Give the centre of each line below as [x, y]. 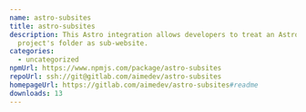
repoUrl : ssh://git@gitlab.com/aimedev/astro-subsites [116, 77]
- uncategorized [48, 60]
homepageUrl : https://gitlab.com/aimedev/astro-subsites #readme [134, 85]
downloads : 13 [36, 93]
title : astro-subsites [52, 26]
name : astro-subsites [51, 18]
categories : [32, 51]
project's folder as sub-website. [83, 43]
